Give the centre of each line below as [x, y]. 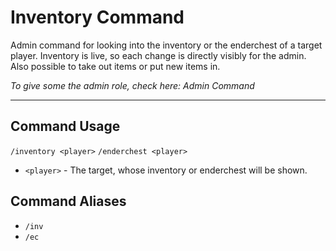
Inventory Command [97, 17]
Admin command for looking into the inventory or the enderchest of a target [166, 45]
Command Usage [65, 126]
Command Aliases [68, 201]
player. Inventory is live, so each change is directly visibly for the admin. [158, 55]
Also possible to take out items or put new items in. [115, 66]
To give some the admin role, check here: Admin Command [132, 85]
